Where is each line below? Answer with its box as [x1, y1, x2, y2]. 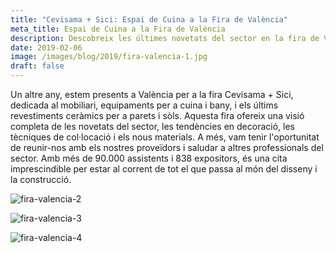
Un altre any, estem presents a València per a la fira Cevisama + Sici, [10, 89, 294, 100]
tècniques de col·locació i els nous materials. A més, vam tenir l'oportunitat [10, 131, 320, 143]
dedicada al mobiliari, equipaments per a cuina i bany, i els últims [10, 99, 279, 111]
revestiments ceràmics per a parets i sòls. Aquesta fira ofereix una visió [10, 110, 305, 121]
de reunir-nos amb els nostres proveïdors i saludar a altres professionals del [10, 142, 324, 153]
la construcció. [10, 174, 72, 185]
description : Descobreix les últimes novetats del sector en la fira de [10, 33, 320, 43]
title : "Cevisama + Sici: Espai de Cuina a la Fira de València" [10, 14, 288, 25]
